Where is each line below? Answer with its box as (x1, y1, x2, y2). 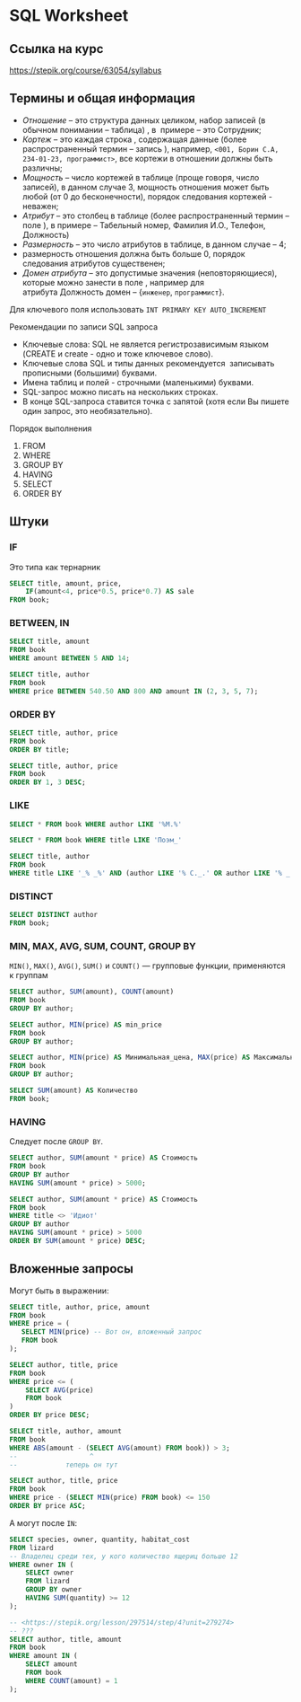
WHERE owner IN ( (9, 1560, 74, 1569)
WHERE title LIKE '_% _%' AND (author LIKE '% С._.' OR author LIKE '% (9, 869, 282, 878)
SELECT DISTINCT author (9, 911, 99, 920)
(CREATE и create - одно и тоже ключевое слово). (21, 348, 213, 359)
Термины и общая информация (9, 91, 195, 106)
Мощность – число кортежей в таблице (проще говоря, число (21, 172, 260, 182)
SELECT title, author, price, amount (9, 1302, 150, 1311)
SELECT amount (25, 1660, 78, 1669)
